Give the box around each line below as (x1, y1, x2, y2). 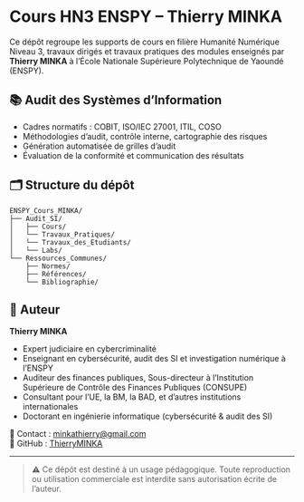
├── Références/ (25, 269, 88, 278)
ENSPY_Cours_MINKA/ (9, 206, 83, 215)
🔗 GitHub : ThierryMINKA (9, 438, 103, 449)
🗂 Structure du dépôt (9, 178, 135, 193)
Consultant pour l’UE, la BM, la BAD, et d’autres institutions (22, 391, 242, 402)
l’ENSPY (22, 362, 54, 373)
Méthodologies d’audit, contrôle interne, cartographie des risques (22, 130, 268, 141)
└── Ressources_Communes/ (9, 254, 107, 263)
